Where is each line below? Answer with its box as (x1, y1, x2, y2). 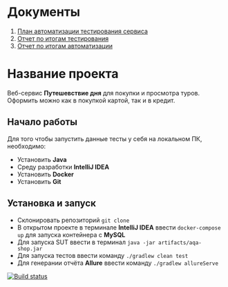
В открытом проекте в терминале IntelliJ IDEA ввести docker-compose (17, 223, 221, 232)
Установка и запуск (7, 198, 97, 210)
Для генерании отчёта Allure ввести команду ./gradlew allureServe (17, 259, 219, 267)
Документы (7, 4, 81, 20)
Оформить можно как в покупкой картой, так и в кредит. (7, 96, 175, 104)
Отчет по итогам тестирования (17, 34, 109, 42)
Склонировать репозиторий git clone (17, 216, 130, 224)
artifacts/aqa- (158, 239, 202, 246)
